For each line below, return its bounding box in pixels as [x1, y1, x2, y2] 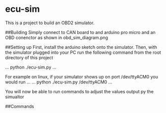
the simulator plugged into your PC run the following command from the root [5, 49, 161, 55]
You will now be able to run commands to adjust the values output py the [5, 88, 154, 94]
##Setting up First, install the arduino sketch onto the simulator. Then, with [5, 44, 158, 50]
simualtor [5, 94, 24, 100]
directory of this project [5, 54, 54, 60]
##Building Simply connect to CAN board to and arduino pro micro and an [5, 29, 156, 35]
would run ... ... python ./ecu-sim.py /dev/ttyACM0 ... [5, 79, 112, 85]
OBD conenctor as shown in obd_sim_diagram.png [5, 35, 108, 40]
